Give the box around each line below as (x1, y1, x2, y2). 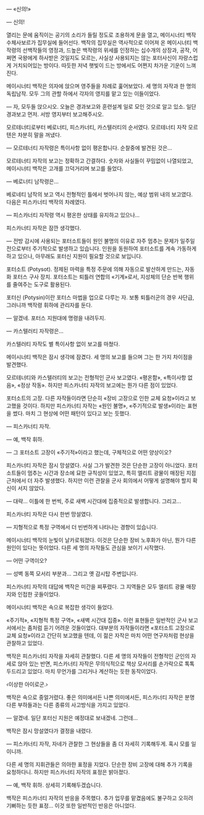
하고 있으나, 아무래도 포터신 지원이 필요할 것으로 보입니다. (6, 253, 143, 259)
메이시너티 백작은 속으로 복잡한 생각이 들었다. (6, 604, 114, 610)
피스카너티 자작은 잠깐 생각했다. (6, 225, 82, 231)
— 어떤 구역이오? (6, 557, 47, 564)
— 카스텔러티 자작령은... (6, 327, 64, 335)
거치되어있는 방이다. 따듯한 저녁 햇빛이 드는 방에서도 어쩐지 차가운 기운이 (12, 62, 185, 69)
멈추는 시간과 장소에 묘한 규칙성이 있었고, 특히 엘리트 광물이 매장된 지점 (27, 469, 197, 476)
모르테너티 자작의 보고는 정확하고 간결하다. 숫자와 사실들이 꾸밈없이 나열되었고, (6, 158, 194, 164)
